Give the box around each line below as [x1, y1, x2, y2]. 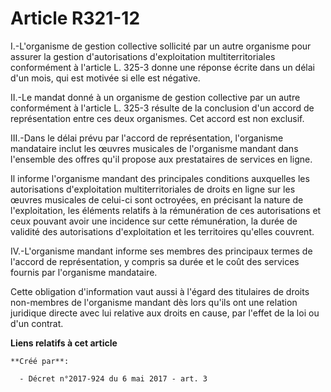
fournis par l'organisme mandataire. [10, 266, 158, 278]
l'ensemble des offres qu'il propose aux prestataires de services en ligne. [10, 153, 313, 165]
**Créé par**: [10, 356, 70, 366]
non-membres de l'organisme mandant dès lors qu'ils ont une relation [10, 296, 298, 308]
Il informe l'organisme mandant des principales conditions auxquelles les [10, 172, 310, 184]
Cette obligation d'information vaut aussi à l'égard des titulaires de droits [10, 285, 310, 297]
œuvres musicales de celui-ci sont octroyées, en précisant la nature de [10, 193, 304, 206]
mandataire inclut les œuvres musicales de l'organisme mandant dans [10, 142, 299, 154]
